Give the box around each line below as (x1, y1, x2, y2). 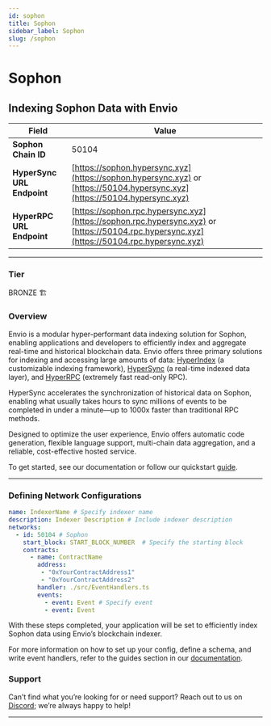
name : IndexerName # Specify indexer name (8, 509, 153, 517)
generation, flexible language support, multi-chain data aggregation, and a (8, 437, 256, 447)
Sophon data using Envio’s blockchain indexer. (8, 629, 163, 639)
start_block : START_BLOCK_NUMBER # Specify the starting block (23, 538, 244, 547)
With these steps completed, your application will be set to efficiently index (8, 620, 258, 631)
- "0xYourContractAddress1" (40, 568, 135, 576)
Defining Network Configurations (8, 490, 142, 501)
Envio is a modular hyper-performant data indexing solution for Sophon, (8, 329, 248, 339)
